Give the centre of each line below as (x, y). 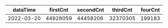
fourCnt (151, 10)
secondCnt (91, 10)
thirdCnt (122, 10)
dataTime (24, 10)
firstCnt (59, 10)
